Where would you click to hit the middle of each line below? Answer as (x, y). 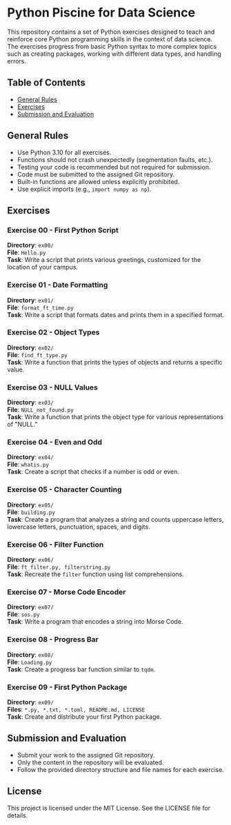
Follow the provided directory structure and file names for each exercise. (120, 769)
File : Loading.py (30, 662)
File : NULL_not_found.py (40, 410)
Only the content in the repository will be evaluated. (90, 762)
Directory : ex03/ (30, 403)
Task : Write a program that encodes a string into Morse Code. (95, 622)
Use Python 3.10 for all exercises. (64, 152)
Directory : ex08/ (30, 654)
